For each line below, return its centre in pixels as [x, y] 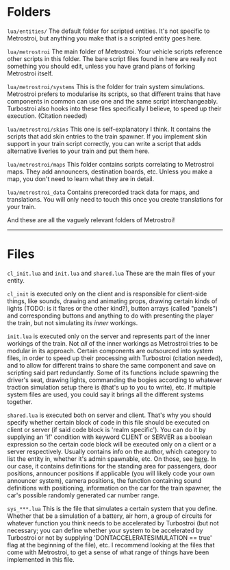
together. [20, 401]
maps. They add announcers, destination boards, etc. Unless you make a [110, 171]
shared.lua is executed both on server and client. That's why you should [109, 415]
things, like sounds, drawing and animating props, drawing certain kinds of [112, 301]
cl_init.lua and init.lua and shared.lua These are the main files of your [111, 273]
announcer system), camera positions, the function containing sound [104, 480]
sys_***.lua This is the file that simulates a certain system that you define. [112, 508]
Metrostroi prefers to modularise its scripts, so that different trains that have [114, 94]
